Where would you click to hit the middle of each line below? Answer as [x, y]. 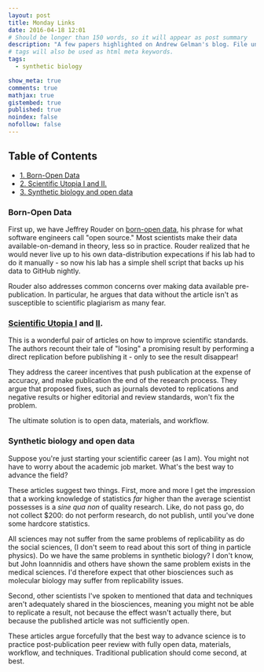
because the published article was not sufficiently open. [99, 620]
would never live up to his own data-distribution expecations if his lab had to [132, 254]
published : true [35, 110]
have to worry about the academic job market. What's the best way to [121, 466]
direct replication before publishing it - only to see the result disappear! [123, 357]
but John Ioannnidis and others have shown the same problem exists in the [130, 564]
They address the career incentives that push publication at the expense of [130, 372]
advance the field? [38, 475]
